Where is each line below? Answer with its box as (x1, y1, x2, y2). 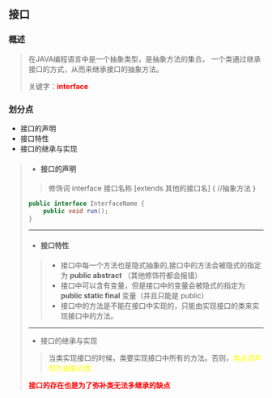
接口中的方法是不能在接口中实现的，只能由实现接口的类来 (60, 301, 253, 310)
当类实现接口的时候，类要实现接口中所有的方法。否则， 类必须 (48, 353, 255, 363)
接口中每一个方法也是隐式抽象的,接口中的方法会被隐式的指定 (60, 260, 261, 270)
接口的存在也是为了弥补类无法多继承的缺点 (28, 380, 171, 391)
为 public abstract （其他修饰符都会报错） (60, 271, 202, 280)
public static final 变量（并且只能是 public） (60, 291, 209, 301)
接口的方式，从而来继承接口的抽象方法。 (28, 64, 164, 74)
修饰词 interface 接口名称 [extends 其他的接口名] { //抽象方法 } (48, 183, 257, 193)
